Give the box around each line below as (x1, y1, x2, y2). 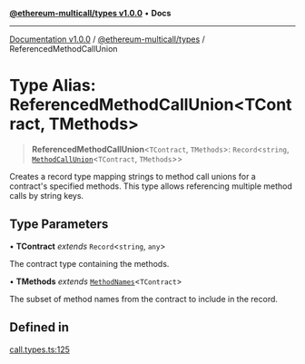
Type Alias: (9, 75, 97, 96)
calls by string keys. (9, 190, 84, 201)
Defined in (9, 320, 70, 335)
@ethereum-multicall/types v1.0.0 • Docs (9, 8, 172, 18)
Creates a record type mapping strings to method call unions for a (9, 171, 256, 182)
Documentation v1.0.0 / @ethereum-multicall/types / (9, 34, 206, 44)
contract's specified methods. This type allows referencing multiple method (9, 181, 293, 192)
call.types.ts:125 (9, 344, 71, 355)
